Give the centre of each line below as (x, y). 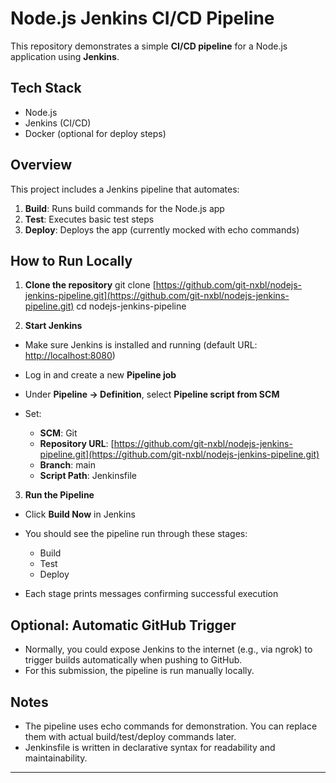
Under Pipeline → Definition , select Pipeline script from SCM (152, 394)
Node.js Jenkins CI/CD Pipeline (142, 18)
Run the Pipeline (59, 495)
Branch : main (67, 465)
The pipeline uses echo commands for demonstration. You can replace (171, 726)
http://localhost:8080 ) (70, 356)
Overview (41, 165)
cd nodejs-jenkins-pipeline (131, 306)
